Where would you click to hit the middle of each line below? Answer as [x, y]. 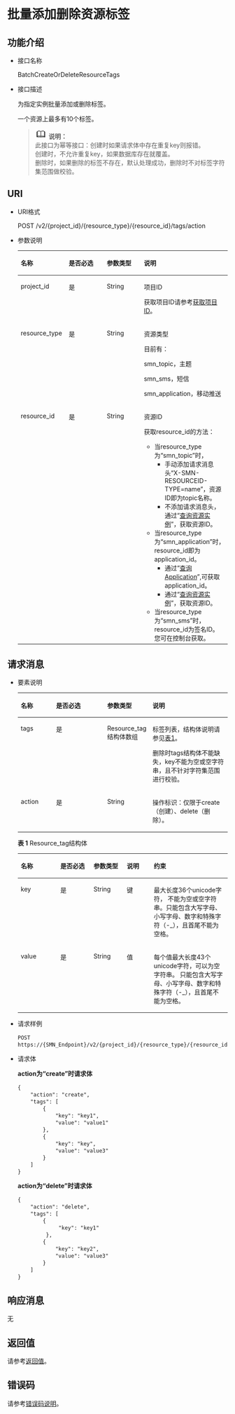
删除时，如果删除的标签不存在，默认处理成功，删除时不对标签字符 [130, 163]
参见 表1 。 [167, 738]
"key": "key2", [77, 1249]
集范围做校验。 [56, 171]
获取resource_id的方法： [179, 432]
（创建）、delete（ [179, 811]
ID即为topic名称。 [190, 498]
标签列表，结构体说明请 [186, 729]
